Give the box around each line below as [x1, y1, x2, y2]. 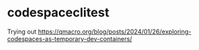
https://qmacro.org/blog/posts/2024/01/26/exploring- [37, 27, 192, 36]
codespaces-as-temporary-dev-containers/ [7, 34, 132, 42]
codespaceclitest [7, 5, 110, 21]
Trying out [7, 27, 37, 36]
